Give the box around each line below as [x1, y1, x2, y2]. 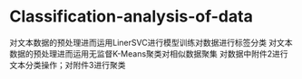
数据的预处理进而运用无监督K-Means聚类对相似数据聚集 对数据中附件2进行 [9, 48, 288, 59]
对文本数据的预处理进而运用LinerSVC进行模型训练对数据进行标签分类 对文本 [9, 37, 293, 48]
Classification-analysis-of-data [9, 6, 254, 27]
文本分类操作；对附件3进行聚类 [9, 59, 126, 70]
